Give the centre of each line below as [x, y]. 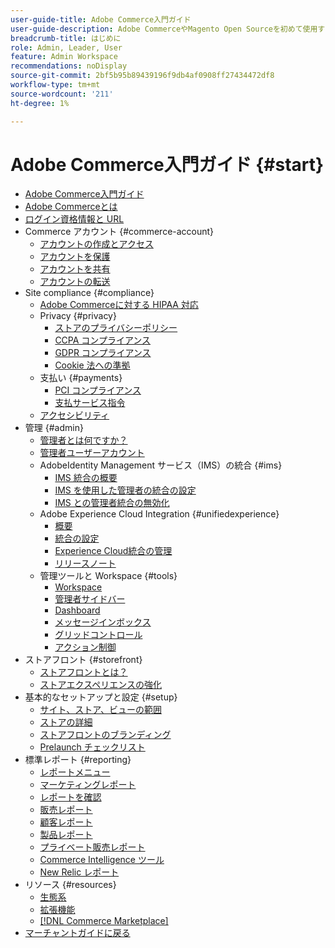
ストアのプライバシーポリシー [116, 328]
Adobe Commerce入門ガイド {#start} [167, 164]
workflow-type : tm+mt [55, 85]
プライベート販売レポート [92, 847]
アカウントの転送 [75, 282]
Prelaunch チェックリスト [92, 747]
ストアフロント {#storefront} [83, 660]
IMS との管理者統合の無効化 [112, 503]
